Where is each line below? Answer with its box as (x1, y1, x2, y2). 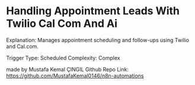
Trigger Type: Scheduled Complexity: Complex (6, 54, 120, 61)
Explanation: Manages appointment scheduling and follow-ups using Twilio (6, 36, 190, 43)
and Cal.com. (6, 43, 39, 50)
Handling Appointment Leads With (6, 4, 180, 18)
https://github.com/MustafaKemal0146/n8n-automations (6, 72, 144, 79)
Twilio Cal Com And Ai (6, 17, 117, 30)
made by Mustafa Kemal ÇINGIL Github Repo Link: (6, 65, 129, 73)
